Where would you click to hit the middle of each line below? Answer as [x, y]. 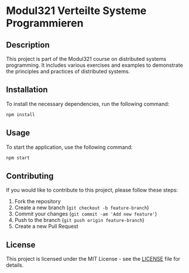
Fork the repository [38, 202]
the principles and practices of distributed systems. [68, 71]
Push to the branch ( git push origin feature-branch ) [79, 220]
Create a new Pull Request [47, 226]
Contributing [30, 176]
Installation [27, 90]
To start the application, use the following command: [69, 147]
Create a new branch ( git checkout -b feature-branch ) [82, 208]
